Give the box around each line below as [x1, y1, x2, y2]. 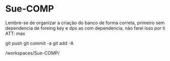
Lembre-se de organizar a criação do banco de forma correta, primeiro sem [5, 20, 165, 26]
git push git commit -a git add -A [5, 40, 74, 46]
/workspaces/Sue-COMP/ [5, 50, 60, 56]
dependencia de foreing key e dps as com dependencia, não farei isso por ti [5, 25, 166, 31]
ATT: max [5, 30, 26, 36]
